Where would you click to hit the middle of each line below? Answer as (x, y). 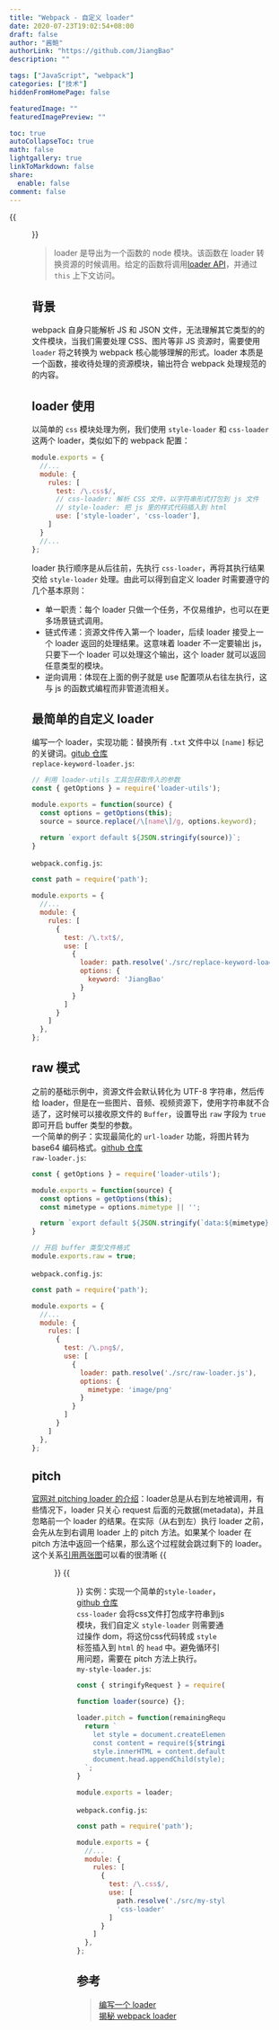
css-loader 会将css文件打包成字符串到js (151, 1614)
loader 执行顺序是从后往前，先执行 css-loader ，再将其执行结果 (148, 568)
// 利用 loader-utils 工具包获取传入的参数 (106, 780)
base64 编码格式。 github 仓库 (87, 1148)
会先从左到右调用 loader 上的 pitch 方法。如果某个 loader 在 (142, 1532)
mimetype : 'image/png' (131, 1389)
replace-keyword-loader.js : (83, 764)
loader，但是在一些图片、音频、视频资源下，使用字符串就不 (152, 1103)
